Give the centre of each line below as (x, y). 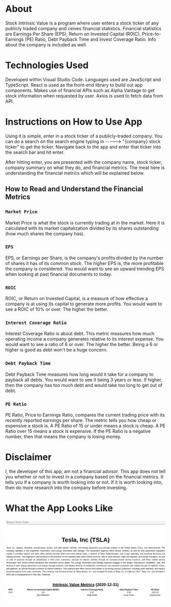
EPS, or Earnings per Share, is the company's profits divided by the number (84, 258)
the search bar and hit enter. (35, 152)
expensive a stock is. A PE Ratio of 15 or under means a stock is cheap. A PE (85, 426)
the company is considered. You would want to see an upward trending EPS (85, 269)
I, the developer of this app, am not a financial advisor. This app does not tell (85, 471)
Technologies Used (47, 66)
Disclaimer (28, 457)
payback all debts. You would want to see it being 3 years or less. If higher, (84, 380)
